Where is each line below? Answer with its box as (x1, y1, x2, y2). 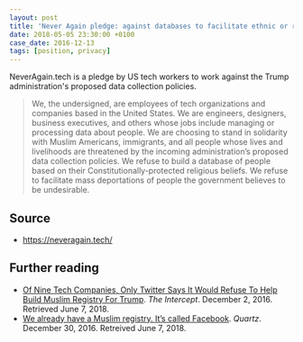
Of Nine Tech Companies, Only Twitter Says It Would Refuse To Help (22, 284, 278, 295)
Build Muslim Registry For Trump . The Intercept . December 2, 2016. (22, 293, 273, 304)
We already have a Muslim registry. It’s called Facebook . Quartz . (22, 312, 262, 324)
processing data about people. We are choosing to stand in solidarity (31, 127, 289, 138)
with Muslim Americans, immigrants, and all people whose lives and (31, 137, 283, 148)
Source (9, 211, 51, 226)
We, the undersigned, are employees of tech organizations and (31, 98, 266, 109)
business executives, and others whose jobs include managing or (31, 118, 275, 129)
